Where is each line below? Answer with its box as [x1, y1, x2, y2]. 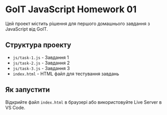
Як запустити [5, 85, 50, 94]
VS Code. [5, 104, 26, 110]
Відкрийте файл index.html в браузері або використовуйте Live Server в [5, 99, 162, 105]
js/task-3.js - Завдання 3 [12, 65, 70, 71]
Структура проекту [5, 41, 71, 50]
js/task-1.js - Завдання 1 [12, 54, 69, 60]
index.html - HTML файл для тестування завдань [12, 71, 120, 77]
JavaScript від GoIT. [5, 26, 49, 32]
